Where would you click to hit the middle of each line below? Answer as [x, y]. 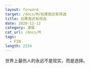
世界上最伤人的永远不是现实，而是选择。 [46, 60]
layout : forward [22, 10]
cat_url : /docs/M [23, 32]
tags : [11, 37]
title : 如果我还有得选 [26, 19]
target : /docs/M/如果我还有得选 [36, 14]
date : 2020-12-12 [23, 23]
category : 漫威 [20, 28]
